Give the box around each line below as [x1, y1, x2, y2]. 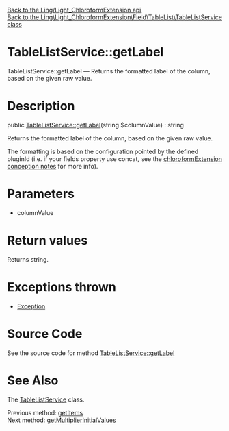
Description [7, 99, 75, 114]
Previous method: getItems [7, 408, 83, 417]
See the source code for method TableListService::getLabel [7, 349, 175, 357]
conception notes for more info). [7, 162, 98, 170]
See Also [7, 373, 59, 388]
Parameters [7, 186, 75, 201]
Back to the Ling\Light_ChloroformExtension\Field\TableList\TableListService [7, 13, 223, 21]
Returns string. [7, 255, 49, 263]
